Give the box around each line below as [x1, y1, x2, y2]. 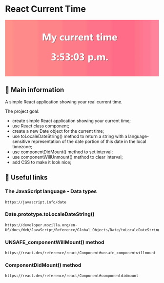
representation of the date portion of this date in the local [31, 138, 146, 144]
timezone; [12, 143, 33, 149]
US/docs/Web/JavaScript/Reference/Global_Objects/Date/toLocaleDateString [5, 227, 161, 232]
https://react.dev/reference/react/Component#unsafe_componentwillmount [5, 250, 156, 256]
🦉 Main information [5, 86, 64, 94]
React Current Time [5, 3, 86, 15]
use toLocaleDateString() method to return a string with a [12, 133, 127, 139]
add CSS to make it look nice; [12, 159, 72, 165]
